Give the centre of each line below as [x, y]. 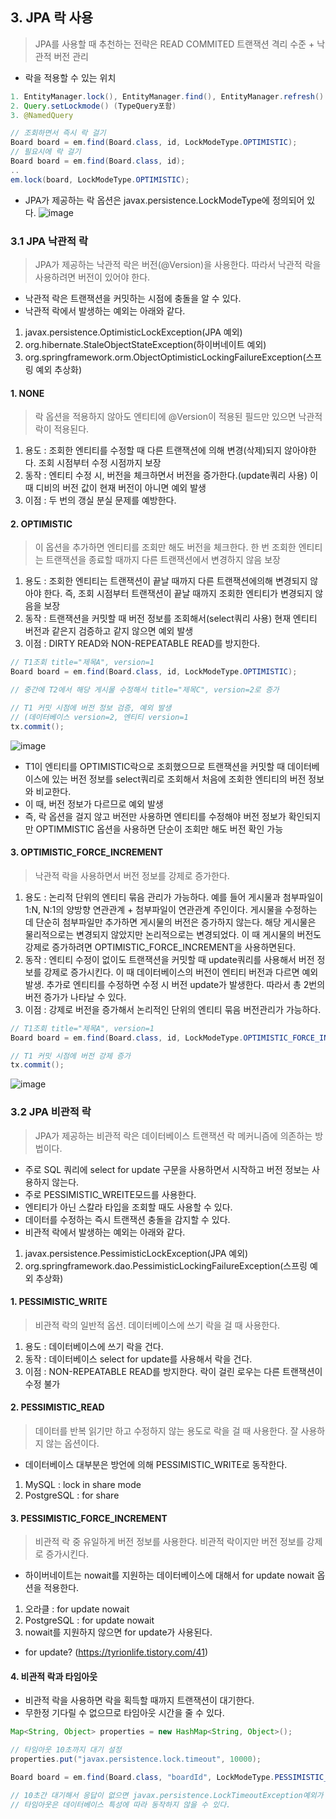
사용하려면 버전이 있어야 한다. [92, 277]
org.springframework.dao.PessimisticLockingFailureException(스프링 [166, 1265]
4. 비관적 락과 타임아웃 [54, 1676]
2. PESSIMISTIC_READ [57, 1407]
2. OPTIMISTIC [41, 524]
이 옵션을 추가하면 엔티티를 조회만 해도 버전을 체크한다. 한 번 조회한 [165, 547]
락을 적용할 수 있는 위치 [70, 77]
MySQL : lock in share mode [83, 1485]
